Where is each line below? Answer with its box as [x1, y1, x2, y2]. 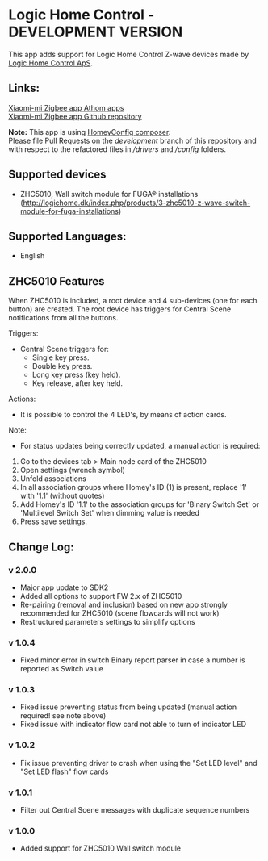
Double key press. [31, 362, 93, 371]
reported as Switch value [19, 664, 103, 674]
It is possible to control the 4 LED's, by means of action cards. [19, 410, 228, 420]
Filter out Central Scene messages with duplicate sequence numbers [19, 805, 250, 815]
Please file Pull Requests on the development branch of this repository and [8, 136, 257, 145]
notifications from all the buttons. [8, 313, 119, 323]
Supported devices [8, 168, 107, 182]
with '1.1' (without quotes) [19, 491, 105, 501]
